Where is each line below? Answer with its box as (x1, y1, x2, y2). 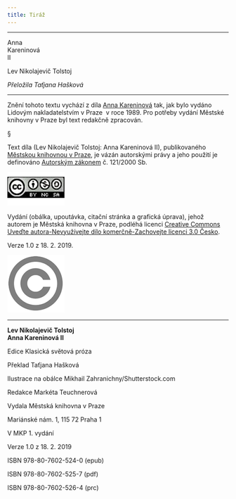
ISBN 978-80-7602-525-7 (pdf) (7, 469, 99, 478)
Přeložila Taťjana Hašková (7, 80, 84, 89)
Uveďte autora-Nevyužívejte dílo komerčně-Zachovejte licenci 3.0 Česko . (7, 227, 220, 236)
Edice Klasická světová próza (7, 347, 93, 355)
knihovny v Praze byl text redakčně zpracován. (7, 115, 143, 124)
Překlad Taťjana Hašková (7, 360, 79, 369)
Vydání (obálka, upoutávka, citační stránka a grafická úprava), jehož (7, 212, 204, 221)
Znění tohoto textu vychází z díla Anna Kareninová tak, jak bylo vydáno (7, 101, 212, 109)
